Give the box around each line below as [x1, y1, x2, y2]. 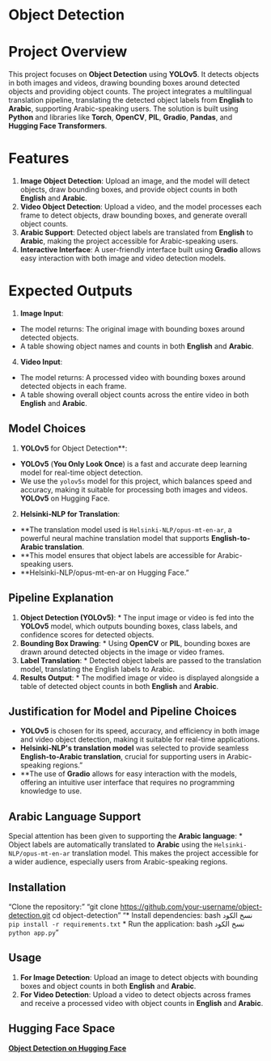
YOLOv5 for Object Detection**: [19, 443, 128, 453]
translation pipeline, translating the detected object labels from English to [8, 95, 253, 105]
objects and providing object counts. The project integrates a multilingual [8, 87, 252, 96]
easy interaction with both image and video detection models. [19, 253, 227, 264]
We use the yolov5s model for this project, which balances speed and [19, 476, 252, 486]
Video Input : [19, 357, 63, 366]
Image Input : [19, 309, 64, 318]
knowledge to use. [19, 786, 83, 796]
